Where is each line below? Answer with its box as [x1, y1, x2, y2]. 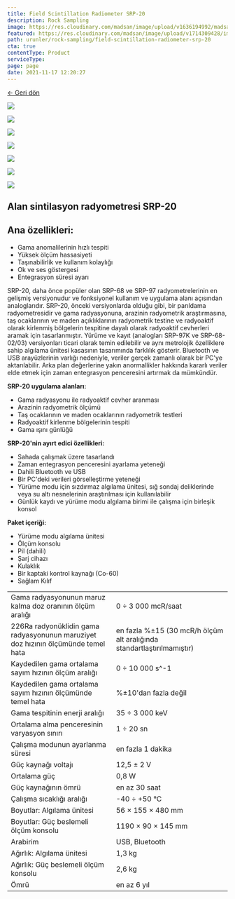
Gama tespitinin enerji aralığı [10, 708, 104, 717]
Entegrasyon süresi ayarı [17, 273, 90, 281]
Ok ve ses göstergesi [17, 265, 79, 273]
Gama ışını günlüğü [17, 425, 73, 433]
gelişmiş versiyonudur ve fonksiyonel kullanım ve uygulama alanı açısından [7, 294, 222, 302]
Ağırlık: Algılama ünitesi [10, 848, 87, 858]
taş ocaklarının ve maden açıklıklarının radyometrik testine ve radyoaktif [7, 316, 214, 325]
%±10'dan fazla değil [115, 688, 187, 698]
